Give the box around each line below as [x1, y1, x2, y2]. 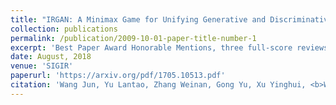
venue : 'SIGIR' [10, 61, 74, 71]
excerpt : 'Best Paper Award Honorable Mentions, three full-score [10, 42, 293, 53]
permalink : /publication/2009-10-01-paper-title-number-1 [10, 33, 257, 43]
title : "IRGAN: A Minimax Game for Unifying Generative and [10, 14, 267, 25]
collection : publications [10, 24, 118, 34]
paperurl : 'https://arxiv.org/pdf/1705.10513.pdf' [10, 71, 226, 81]
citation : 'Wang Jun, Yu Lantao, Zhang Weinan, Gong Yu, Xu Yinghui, [10, 80, 307, 90]
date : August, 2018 [10, 52, 92, 62]
